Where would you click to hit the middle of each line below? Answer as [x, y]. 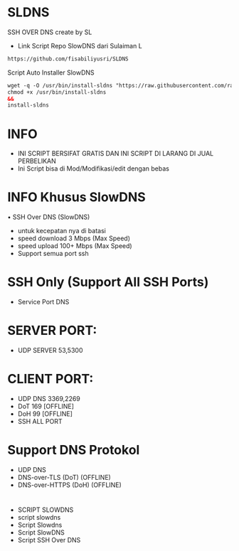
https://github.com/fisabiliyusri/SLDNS [68, 59]
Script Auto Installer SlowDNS [51, 73]
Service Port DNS [43, 302]
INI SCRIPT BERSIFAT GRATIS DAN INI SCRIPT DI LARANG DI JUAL [116, 154]
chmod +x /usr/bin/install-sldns [57, 92]
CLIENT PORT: [51, 379]
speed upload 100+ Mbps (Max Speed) [75, 246]
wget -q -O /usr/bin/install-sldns [60, 85]
